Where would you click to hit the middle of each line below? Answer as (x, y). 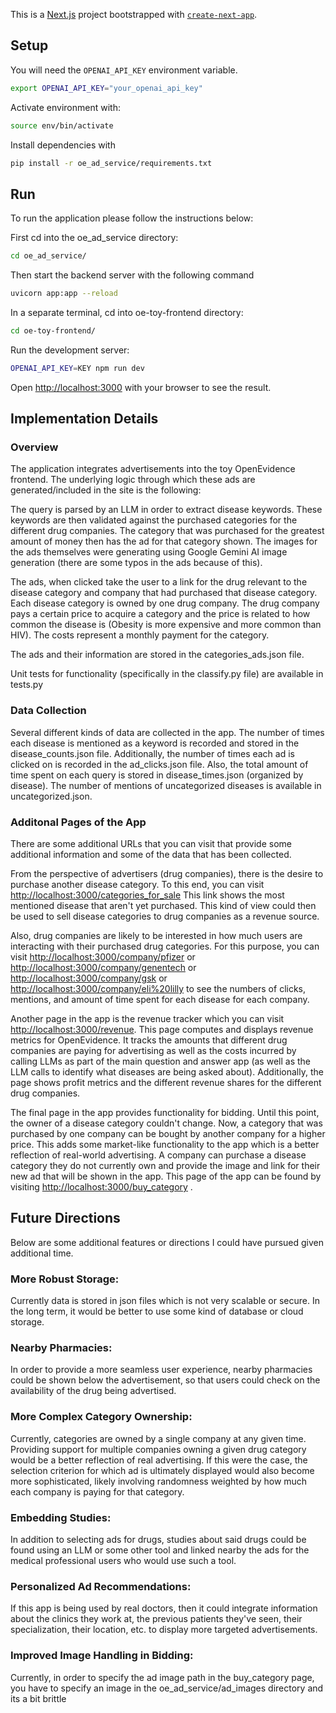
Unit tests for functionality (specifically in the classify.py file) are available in (167, 674)
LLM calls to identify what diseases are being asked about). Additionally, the (167, 1072)
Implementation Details (84, 419)
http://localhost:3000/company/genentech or (103, 968)
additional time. (42, 1253)
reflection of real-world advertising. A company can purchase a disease (158, 1155)
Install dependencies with (63, 145)
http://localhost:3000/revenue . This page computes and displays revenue (162, 1030)
